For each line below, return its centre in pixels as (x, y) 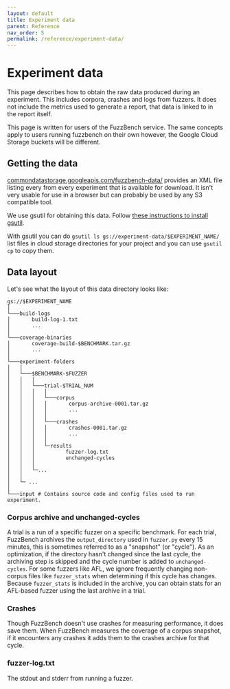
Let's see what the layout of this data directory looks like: (88, 289)
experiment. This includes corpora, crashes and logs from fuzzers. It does (112, 100)
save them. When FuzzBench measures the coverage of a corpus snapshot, (114, 631)
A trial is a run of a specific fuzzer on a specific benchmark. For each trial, (112, 532)
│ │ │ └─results (39, 446)
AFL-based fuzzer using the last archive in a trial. (77, 590)
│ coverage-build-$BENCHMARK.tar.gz (69, 343)
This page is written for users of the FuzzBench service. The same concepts (115, 127)
